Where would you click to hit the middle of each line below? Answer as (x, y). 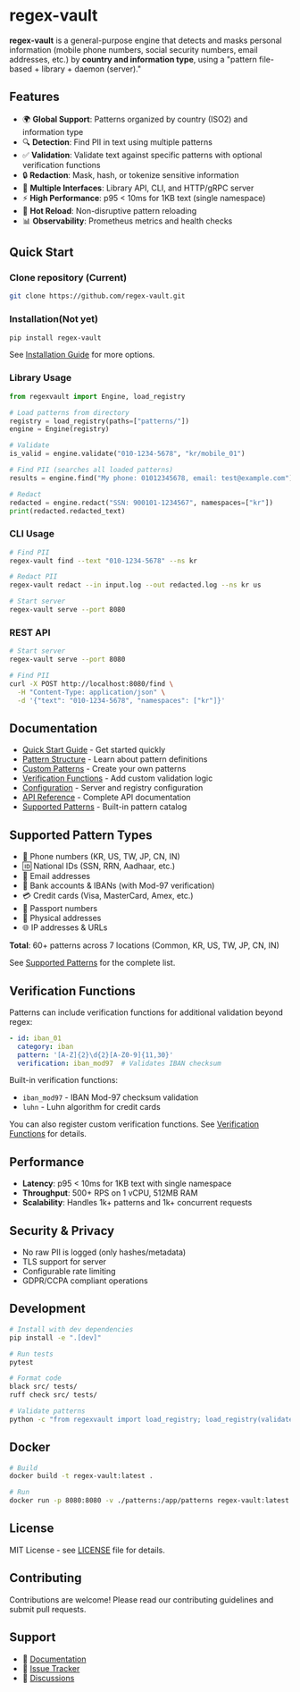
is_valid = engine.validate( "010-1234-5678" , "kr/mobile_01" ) (127, 454)
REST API (30, 632)
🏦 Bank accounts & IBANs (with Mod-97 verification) (118, 885)
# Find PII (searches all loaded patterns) (92, 470)
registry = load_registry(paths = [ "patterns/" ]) (100, 421)
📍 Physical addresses (62, 918)
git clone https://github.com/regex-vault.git (97, 296)
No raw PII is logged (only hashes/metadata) (104, 1252)
